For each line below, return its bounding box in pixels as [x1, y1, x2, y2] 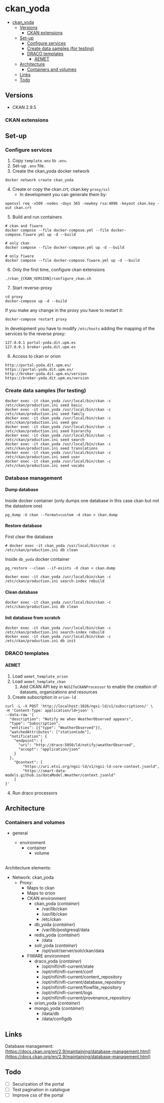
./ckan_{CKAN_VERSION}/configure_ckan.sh [5, 276, 92, 281]
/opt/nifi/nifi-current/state [41, 964, 94, 969]
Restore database [5, 523, 42, 529]
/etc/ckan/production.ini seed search [5, 437, 85, 442]
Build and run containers [12, 214, 63, 220]
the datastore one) [5, 503, 43, 509]
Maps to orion [27, 890, 56, 896]
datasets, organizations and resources [19, 689, 98, 695]
